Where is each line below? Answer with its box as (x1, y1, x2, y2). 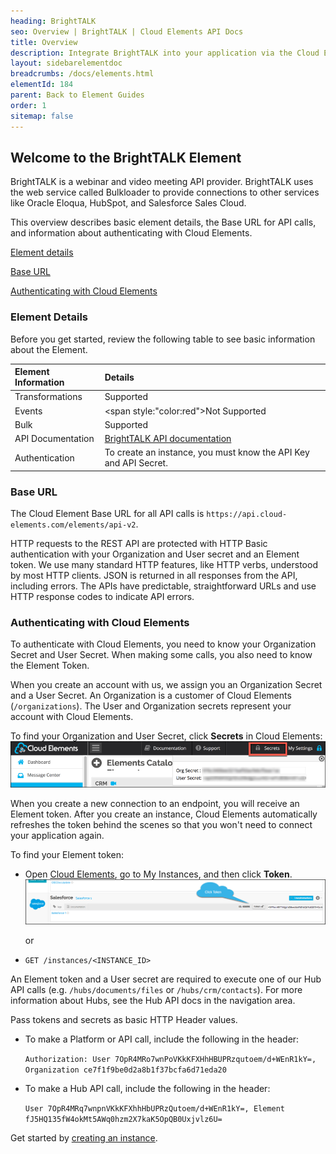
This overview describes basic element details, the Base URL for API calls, (10, 216, 317, 229)
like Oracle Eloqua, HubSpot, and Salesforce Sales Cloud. (10, 197, 247, 209)
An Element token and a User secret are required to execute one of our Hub (10, 973, 322, 985)
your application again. (10, 830, 105, 842)
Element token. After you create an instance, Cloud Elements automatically (10, 808, 318, 820)
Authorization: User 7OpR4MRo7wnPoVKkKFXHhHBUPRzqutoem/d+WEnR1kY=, (24, 1055, 317, 1065)
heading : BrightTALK (10, 16, 97, 26)
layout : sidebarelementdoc (10, 58, 123, 69)
